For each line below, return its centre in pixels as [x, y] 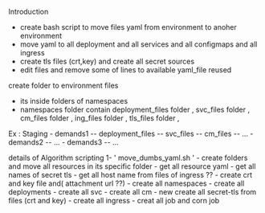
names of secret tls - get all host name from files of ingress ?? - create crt [130, 175]
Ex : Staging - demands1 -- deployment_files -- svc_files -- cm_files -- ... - [131, 133]
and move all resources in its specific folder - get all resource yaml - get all [132, 166]
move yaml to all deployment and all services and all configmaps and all [139, 44]
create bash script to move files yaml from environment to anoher [128, 27]
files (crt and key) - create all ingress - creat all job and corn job [114, 201]
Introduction [29, 12]
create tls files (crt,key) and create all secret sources [107, 61]
